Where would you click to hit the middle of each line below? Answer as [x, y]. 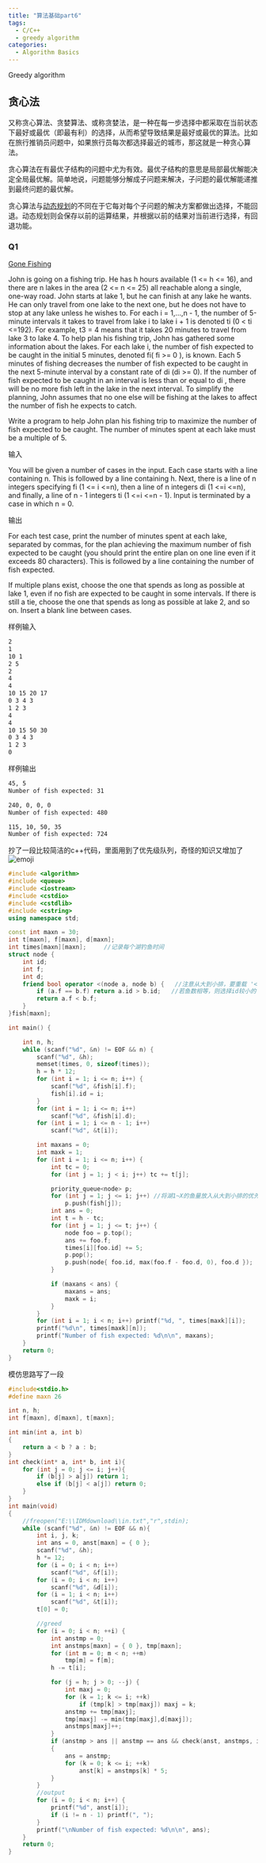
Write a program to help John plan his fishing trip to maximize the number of [133, 421]
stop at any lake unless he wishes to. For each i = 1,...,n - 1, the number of [128, 313]
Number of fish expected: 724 [58, 834]
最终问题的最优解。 [46, 189]
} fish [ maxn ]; [30, 1014]
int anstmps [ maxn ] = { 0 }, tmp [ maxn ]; [116, 1646]
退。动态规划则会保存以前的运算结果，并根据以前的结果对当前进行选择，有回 [133, 216]
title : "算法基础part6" [45, 15]
